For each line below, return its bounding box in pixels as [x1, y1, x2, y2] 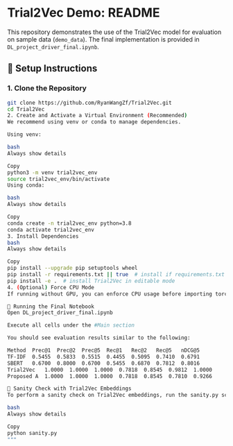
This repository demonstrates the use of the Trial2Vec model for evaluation [7, 28, 222, 36]
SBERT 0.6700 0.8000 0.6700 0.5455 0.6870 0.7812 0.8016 [7, 359, 200, 367]
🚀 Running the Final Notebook [7, 303, 95, 310]
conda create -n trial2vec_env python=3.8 [7, 220, 132, 227]
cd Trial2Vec [7, 105, 45, 112]
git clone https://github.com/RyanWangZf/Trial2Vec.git [7, 99, 172, 106]
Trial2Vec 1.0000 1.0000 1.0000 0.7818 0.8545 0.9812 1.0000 [7, 366, 213, 373]
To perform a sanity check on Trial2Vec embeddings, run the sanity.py [7, 392, 218, 399]
